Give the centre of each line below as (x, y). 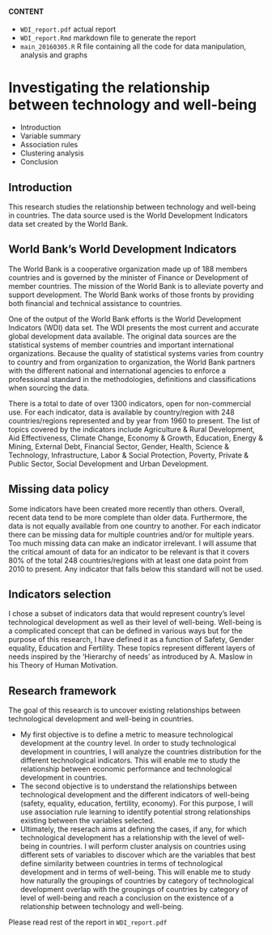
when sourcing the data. (49, 388)
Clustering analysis (52, 153)
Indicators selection (60, 594)
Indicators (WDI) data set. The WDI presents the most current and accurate (134, 327)
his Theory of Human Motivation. (64, 665)
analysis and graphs (53, 55)
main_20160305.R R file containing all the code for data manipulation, (133, 47)
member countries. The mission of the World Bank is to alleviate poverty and (136, 286)
